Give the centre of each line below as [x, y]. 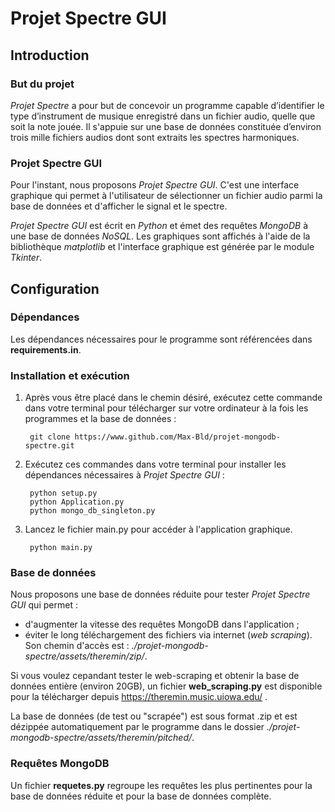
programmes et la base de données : [100, 419]
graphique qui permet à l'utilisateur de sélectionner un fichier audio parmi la [166, 196]
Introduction [50, 55]
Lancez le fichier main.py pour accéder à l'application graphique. [158, 529]
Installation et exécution [70, 375]
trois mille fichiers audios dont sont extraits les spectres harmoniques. [155, 137]
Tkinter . [26, 258]
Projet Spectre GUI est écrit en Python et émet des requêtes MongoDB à [159, 226]
